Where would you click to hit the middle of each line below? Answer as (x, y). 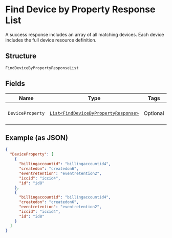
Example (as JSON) (37, 138)
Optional (154, 113)
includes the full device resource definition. (51, 40)
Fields (15, 84)
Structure (21, 56)
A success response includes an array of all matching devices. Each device (85, 34)
